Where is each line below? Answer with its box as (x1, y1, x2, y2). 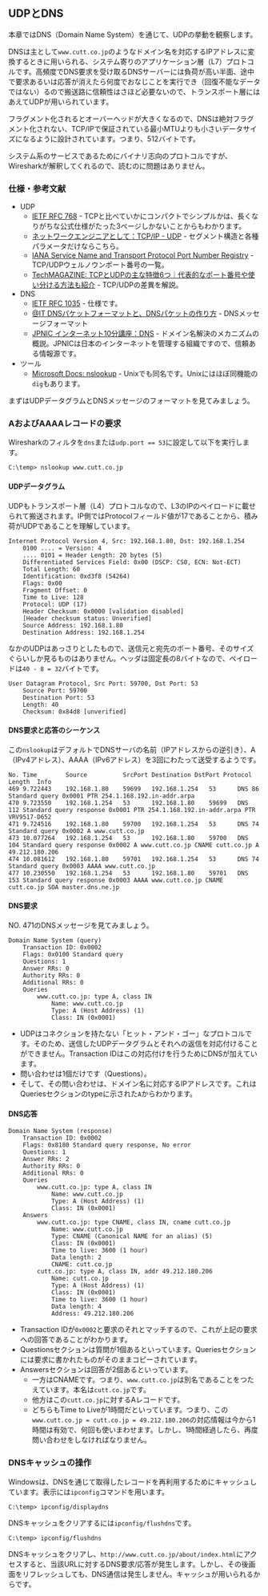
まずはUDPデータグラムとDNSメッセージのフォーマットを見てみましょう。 (8, 396, 254, 406)
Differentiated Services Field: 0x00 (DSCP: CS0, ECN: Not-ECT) (22, 558, 242, 567)
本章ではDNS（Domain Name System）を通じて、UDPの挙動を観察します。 (8, 30, 258, 39)
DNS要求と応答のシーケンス (8, 725, 101, 735)
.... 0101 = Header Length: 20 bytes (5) (22, 551, 162, 559)
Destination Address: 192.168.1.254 (22, 628, 146, 636)
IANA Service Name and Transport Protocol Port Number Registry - (31, 250, 254, 260)
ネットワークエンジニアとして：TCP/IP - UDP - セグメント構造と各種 (31, 231, 259, 242)
